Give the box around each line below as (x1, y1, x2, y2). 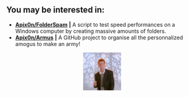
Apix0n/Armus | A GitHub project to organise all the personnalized (15, 33, 184, 41)
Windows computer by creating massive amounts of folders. (15, 27, 167, 35)
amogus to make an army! (15, 40, 81, 47)
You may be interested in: (6, 5, 105, 15)
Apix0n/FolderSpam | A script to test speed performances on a (15, 21, 175, 28)
